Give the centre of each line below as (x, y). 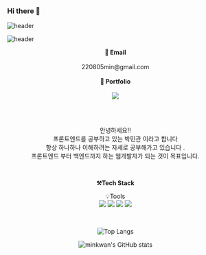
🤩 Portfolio (115, 82)
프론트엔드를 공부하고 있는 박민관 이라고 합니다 (115, 139)
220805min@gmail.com (115, 67)
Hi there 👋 (24, 11)
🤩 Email (115, 52)
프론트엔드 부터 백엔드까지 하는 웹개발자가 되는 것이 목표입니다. (115, 156)
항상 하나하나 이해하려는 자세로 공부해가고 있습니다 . (115, 147)
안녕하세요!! (115, 130)
